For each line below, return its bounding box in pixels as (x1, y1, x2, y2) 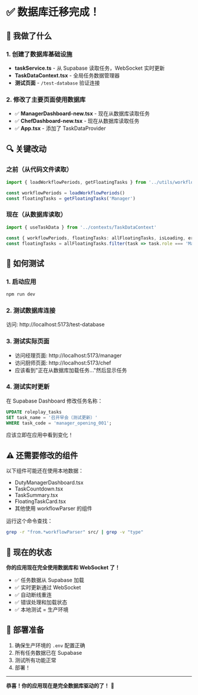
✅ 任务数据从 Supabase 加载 (14, 576, 84, 583)
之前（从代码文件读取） (6, 165, 72, 174)
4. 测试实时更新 (6, 382, 50, 391)
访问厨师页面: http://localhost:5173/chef (14, 359, 111, 366)
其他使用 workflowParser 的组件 (14, 505, 93, 512)
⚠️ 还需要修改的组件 (6, 450, 78, 460)
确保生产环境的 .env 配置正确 (14, 642, 85, 649)
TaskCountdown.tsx (14, 485, 64, 492)
